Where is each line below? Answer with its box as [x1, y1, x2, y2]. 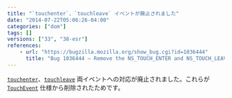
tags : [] [7, 29, 32, 37]
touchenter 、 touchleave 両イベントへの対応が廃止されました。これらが [7, 75, 211, 83]
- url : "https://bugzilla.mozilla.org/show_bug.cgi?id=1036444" [19, 49, 209, 56]
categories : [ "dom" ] [7, 23, 67, 30]
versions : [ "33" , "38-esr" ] [7, 36, 88, 43]
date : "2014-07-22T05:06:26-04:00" [7, 17, 110, 23]
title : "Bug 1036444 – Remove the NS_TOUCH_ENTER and [25, 55, 184, 62]
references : [7, 42, 41, 49]
